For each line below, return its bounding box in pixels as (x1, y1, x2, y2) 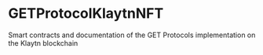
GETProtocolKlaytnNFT (8, 5, 164, 22)
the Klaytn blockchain (8, 38, 79, 47)
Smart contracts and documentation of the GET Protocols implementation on (8, 30, 256, 40)
